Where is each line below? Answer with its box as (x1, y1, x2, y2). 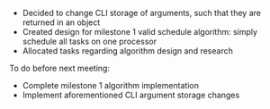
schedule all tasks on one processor (22, 36, 157, 46)
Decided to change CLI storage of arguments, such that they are (22, 8, 261, 18)
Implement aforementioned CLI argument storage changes (22, 89, 240, 100)
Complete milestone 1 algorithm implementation (22, 80, 200, 90)
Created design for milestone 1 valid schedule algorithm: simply (22, 27, 258, 37)
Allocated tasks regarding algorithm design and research (22, 46, 234, 56)
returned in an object (22, 17, 101, 28)
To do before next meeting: (9, 63, 111, 73)
